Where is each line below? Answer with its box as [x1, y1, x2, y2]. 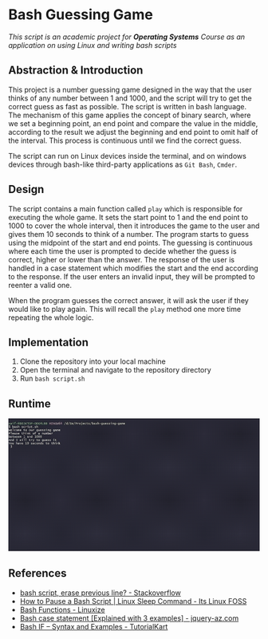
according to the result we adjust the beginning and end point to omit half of [8, 127, 258, 136]
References [8, 566, 67, 580]
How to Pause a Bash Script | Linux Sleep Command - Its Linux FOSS [19, 596, 247, 605]
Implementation [8, 335, 89, 349]
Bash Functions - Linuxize [19, 605, 105, 614]
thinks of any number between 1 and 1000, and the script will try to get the [8, 93, 253, 103]
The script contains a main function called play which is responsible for [8, 203, 243, 213]
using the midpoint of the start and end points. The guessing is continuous [8, 238, 253, 247]
